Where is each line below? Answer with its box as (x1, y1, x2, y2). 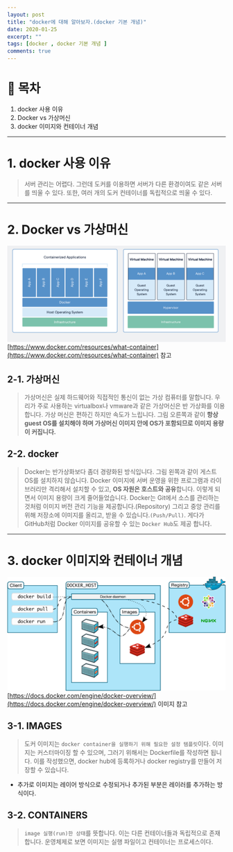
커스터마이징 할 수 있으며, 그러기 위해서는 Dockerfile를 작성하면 (37, 748, 209, 756)
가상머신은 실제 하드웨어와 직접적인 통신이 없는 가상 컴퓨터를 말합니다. (24, 393, 214, 401)
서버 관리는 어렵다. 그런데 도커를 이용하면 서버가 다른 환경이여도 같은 (24, 180, 209, 188)
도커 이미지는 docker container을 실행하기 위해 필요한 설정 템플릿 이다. (24, 739, 212, 748)
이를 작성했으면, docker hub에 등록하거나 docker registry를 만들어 (33, 756, 215, 765)
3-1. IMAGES (7, 720, 62, 732)
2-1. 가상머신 (7, 373, 60, 385)
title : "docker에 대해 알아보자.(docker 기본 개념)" (7, 18, 147, 26)
